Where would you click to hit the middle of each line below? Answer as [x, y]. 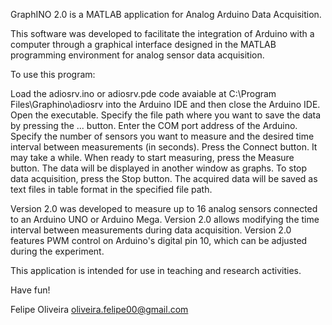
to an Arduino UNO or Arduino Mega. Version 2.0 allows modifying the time [165, 219]
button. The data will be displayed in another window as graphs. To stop [159, 168]
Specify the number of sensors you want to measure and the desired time [162, 136]
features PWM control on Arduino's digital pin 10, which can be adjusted [159, 240]
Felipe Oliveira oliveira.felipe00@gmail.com [99, 309]
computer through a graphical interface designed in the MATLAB [143, 44]
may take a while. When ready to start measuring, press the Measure [152, 157]
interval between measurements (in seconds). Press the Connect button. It [164, 147]
